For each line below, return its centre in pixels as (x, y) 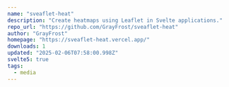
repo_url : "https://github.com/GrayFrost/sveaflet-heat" (93, 27)
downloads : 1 (27, 46)
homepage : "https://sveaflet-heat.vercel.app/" (79, 40)
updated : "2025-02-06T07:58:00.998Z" (63, 53)
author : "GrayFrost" (38, 33)
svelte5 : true (28, 60)
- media (25, 72)
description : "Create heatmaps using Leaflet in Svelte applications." (115, 20)
